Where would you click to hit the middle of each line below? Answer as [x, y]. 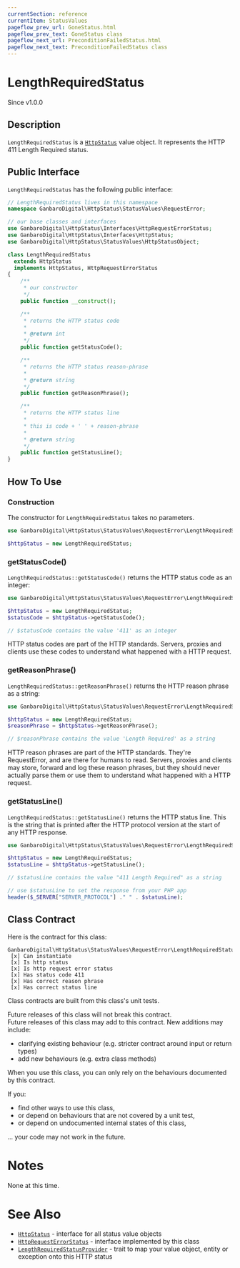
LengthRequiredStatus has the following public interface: [90, 189]
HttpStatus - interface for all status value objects [90, 1234]
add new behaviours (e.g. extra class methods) [87, 1059]
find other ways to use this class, [66, 1107]
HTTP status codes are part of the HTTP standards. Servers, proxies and [114, 644]
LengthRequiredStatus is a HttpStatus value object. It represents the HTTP [116, 142]
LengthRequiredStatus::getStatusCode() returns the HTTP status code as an [120, 577]
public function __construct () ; [68, 301]
